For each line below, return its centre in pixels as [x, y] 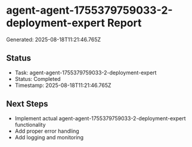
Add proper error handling [47, 131]
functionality [30, 124]
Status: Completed [38, 79]
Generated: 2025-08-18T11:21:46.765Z [54, 39]
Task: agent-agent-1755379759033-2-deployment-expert [86, 73]
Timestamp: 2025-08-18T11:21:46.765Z [63, 85]
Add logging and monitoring [49, 137]
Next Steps [27, 104]
